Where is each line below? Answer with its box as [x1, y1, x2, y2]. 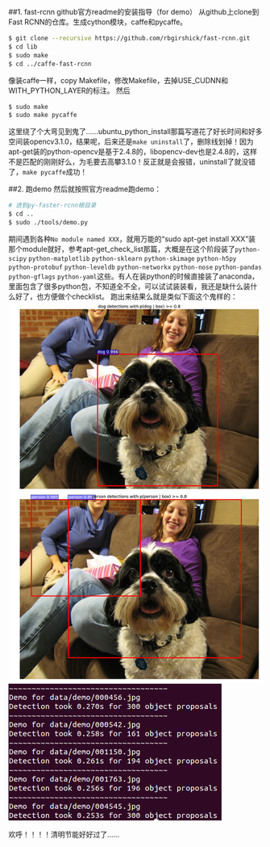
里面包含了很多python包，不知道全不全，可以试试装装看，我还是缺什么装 [8, 281, 251, 291]
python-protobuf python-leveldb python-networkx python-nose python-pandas [8, 263, 262, 271]
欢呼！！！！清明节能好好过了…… [8, 829, 120, 839]
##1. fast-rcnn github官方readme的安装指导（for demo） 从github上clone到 [8, 7, 260, 16]
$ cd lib [8, 43, 38, 51]
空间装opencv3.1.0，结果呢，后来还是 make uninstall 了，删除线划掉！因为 [8, 136, 254, 147]
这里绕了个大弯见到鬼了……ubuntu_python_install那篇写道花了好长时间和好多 [8, 127, 263, 136]
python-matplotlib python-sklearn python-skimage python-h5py [27, 254, 237, 262]
